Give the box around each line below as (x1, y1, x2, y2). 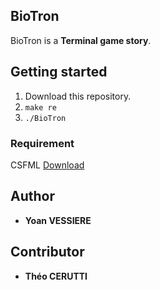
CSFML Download (10, 159, 85, 171)
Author (10, 188, 55, 205)
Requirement (10, 136, 75, 150)
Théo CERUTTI (24, 270, 88, 282)
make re (24, 102, 57, 113)
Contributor (10, 244, 85, 261)
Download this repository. (24, 90, 132, 102)
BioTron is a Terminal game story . (10, 34, 152, 46)
